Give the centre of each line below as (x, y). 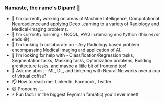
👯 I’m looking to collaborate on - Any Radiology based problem (75, 45)
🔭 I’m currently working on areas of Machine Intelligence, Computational (85, 19)
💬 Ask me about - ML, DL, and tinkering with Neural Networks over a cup (86, 71)
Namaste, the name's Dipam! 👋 (42, 8)
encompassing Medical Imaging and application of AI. (66, 50)
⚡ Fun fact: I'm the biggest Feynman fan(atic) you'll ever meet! (75, 94)
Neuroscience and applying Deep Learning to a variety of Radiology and (85, 24)
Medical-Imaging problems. (40, 29)
